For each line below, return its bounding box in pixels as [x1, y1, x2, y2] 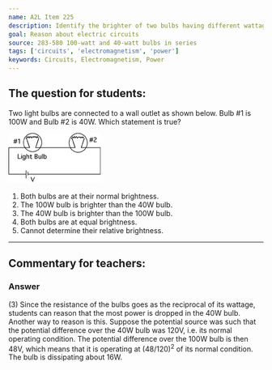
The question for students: [8, 87, 147, 100]
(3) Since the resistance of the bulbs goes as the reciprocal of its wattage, [8, 300, 256, 309]
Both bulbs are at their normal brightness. [19, 191, 159, 201]
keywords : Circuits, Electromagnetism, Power [8, 56, 164, 64]
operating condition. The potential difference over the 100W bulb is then [8, 334, 249, 343]
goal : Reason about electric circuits [8, 30, 139, 38]
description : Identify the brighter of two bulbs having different [8, 21, 241, 30]
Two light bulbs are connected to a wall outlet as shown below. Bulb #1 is [8, 108, 252, 117]
